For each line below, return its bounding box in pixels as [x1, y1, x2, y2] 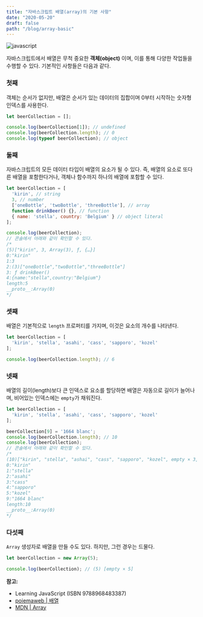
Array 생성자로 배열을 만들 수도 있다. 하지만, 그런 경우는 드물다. [6, 543, 155, 550]
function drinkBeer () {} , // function [11, 208, 110, 214]
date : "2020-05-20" [6, 15, 56, 21]
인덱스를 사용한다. [6, 101, 49, 109]
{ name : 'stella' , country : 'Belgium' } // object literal [11, 213, 164, 219]
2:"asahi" [6, 473, 31, 479]
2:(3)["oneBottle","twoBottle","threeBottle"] [6, 263, 126, 270]
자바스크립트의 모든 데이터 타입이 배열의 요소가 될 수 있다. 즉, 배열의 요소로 [6, 166, 182, 173]
